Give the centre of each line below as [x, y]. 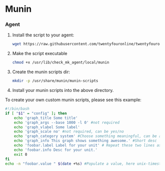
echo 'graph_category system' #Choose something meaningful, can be [85, 136]
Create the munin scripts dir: [41, 72]
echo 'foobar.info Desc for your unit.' [56, 150]
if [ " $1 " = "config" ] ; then [36, 113]
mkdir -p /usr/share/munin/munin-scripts [55, 81]
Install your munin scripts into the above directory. [63, 90]
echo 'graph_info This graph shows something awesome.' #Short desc [85, 141]
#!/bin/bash [17, 109]
